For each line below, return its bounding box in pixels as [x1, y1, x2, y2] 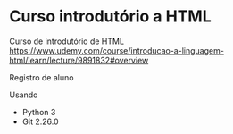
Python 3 [21, 106, 56, 117]
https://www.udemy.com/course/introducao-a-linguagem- [9, 45, 225, 55]
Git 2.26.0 [21, 116, 59, 127]
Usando [9, 89, 38, 100]
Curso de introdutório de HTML [9, 36, 125, 46]
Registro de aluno [9, 71, 74, 82]
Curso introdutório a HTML [9, 6, 212, 27]
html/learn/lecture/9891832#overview [9, 54, 149, 65]
